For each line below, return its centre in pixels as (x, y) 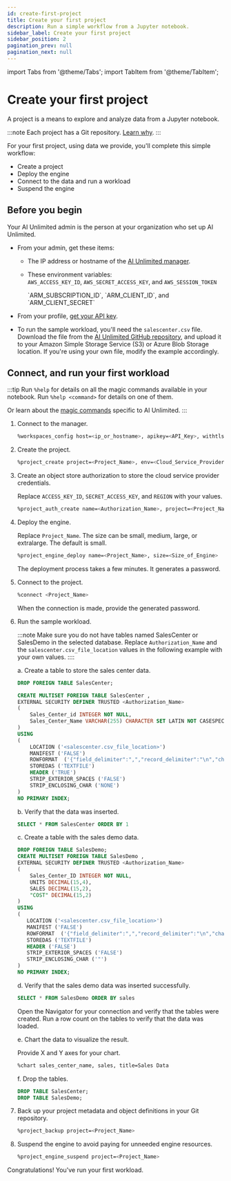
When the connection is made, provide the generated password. (109, 608)
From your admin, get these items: (66, 248)
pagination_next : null (40, 53)
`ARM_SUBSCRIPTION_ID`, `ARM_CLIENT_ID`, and (98, 295)
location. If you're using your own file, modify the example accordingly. (118, 351)
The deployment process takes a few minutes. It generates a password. (119, 568)
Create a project (40, 166)
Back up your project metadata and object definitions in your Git (108, 1111)
